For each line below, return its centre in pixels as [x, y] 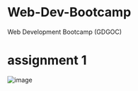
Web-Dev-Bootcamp [69, 12]
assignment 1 [47, 60]
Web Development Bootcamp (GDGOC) [65, 32]
